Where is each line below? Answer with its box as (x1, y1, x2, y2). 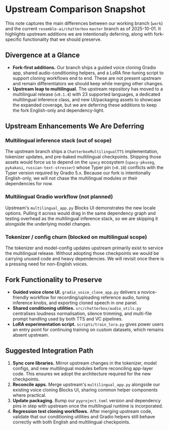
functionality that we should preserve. (23, 36, 102, 42)
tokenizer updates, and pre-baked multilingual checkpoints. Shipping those (5, 154, 161, 160)
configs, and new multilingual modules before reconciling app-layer (12, 365, 153, 371)
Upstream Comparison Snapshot (5, 4, 146, 15)
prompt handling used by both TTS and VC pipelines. (12, 315, 123, 321)
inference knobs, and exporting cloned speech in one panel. (12, 299, 138, 306)
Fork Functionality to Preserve (5, 276, 102, 284)
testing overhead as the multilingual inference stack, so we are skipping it (5, 216, 158, 222)
